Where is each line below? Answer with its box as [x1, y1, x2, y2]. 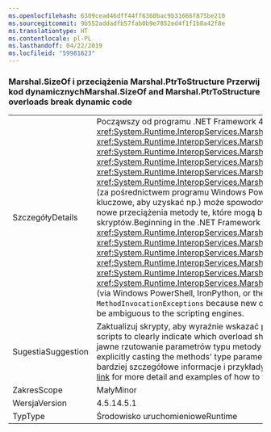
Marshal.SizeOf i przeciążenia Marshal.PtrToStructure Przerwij [8, 76, 261, 87]
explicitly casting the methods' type [96, 351, 231, 363]
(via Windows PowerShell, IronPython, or [96, 287, 252, 299]
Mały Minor [96, 384, 137, 396]
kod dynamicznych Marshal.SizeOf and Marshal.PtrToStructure [8, 86, 261, 97]
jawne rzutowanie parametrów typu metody [96, 341, 262, 352]
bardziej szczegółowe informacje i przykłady [96, 361, 265, 372]
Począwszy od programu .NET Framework [96, 116, 256, 128]
